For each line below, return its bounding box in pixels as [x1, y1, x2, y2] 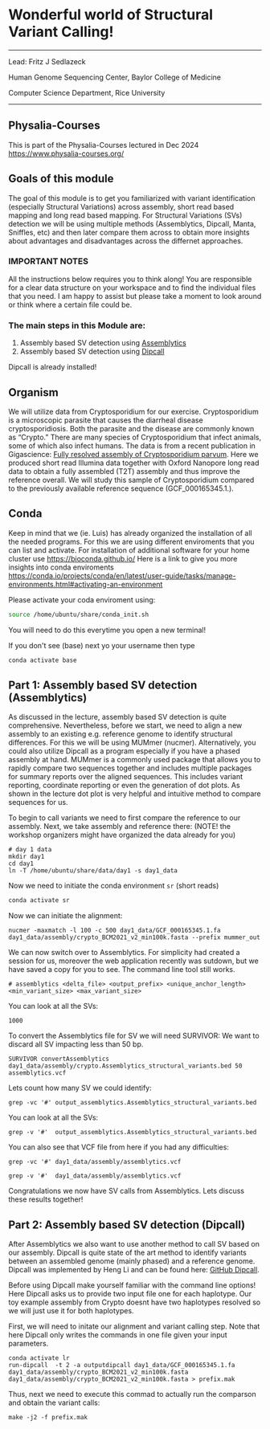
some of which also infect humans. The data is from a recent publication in [8, 440, 256, 451]
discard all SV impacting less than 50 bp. [8, 1039, 144, 1049]
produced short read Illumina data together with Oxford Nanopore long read [8, 458, 260, 467]
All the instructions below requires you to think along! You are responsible [8, 274, 252, 284]
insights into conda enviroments [8, 562, 114, 572]
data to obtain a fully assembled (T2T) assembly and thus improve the [8, 466, 241, 476]
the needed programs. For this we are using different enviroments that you [8, 537, 255, 546]
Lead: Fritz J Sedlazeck [8, 56, 86, 66]
